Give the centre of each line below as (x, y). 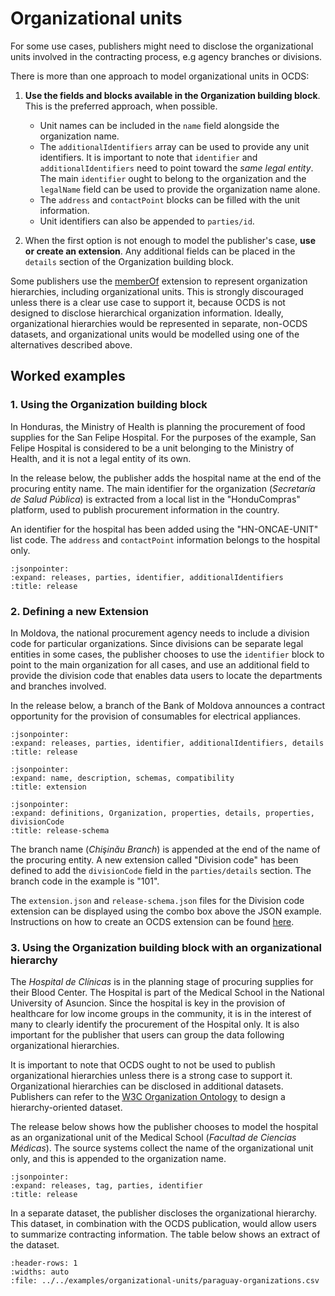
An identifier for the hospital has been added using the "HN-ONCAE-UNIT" (164, 529)
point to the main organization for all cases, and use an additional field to (160, 664)
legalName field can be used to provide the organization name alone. (180, 189)
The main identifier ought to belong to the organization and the (173, 178)
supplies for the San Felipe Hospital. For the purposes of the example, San (163, 437)
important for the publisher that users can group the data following (147, 1035)
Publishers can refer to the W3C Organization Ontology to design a (148, 1097)
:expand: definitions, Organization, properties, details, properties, (162, 813)
